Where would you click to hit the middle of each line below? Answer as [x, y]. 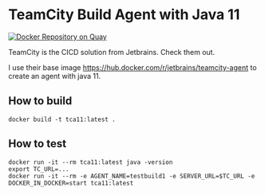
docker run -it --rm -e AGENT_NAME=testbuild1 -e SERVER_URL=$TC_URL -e [132, 176]
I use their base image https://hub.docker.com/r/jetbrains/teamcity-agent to [132, 67]
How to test [37, 144]
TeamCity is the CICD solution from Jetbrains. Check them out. [112, 52]
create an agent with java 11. [55, 76]
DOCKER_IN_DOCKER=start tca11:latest [71, 183]
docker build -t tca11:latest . [62, 119]
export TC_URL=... [39, 169]
